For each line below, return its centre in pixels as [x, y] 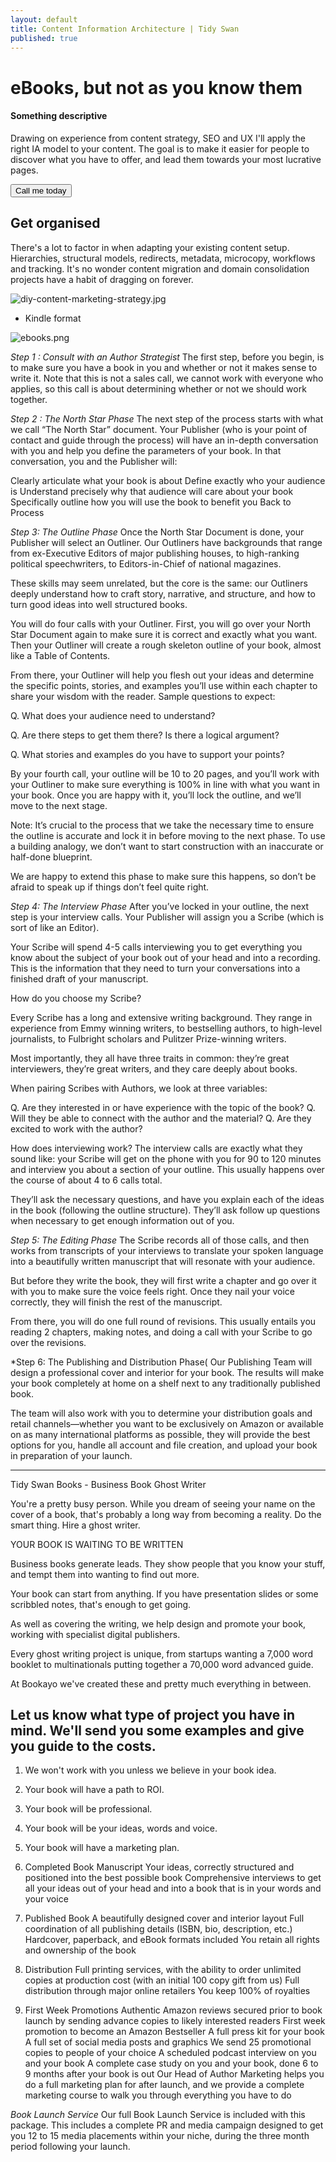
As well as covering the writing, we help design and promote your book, [158, 1623]
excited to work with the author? [76, 1128]
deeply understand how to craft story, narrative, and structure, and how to [163, 593]
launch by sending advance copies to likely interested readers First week [175, 2021]
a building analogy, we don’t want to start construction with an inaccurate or [167, 846]
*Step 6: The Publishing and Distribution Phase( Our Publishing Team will [161, 1362]
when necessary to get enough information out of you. [122, 1220]
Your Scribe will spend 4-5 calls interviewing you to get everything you [156, 947]
